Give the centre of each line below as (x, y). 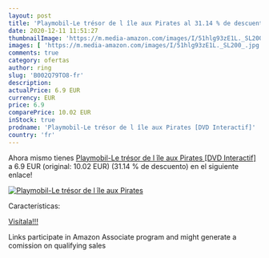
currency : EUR (32, 98)
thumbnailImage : (35, 38)
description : (30, 83)
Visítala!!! (23, 221)
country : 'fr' (32, 135)
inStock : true (32, 120)
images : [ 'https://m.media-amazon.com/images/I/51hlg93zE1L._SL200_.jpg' (136, 46)
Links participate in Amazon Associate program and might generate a (122, 236)
